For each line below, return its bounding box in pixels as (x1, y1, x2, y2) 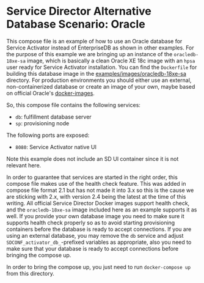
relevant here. (6, 161, 42, 169)
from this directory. (6, 270, 55, 277)
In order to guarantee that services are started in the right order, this (6, 173, 178, 181)
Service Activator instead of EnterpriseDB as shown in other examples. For (6, 44, 194, 51)
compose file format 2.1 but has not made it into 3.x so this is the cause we (6, 186, 194, 194)
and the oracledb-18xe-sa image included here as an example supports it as (6, 206, 197, 213)
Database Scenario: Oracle (6, 17, 145, 31)
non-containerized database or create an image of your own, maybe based (6, 83, 195, 90)
